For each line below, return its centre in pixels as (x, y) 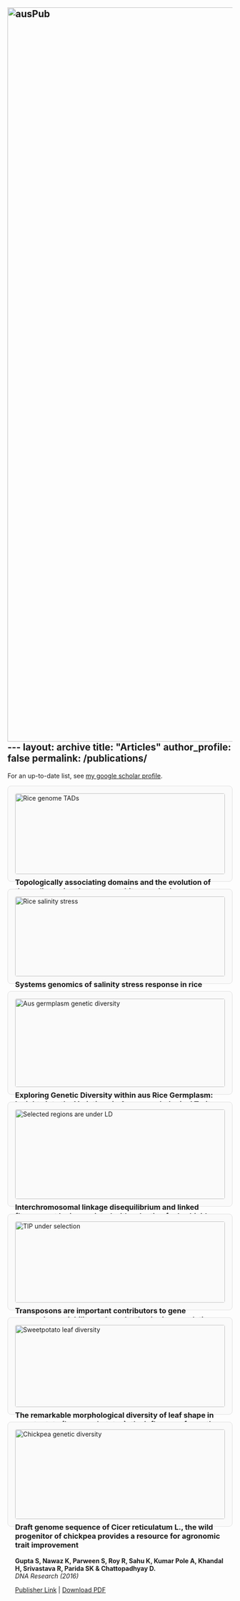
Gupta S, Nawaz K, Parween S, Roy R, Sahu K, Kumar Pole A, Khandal (119, 1560)
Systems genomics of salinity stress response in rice (109, 984)
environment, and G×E (55, 1433)
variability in (107, 1320)
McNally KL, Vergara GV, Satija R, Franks (76, 1007)
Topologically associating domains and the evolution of (113, 883)
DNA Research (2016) (47, 1576)
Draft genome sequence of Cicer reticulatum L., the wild (114, 1527)
